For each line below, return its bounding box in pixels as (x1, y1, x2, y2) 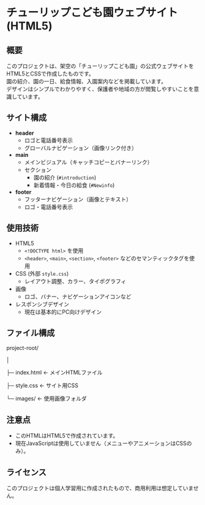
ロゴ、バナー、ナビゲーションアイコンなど (24, 292, 132, 300)
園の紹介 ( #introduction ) (33, 173, 97, 181)
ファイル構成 (6, 328, 55, 338)
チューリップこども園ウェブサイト (6, 6, 179, 20)
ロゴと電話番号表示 (24, 136, 73, 144)
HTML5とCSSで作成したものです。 (6, 70, 95, 77)
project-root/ (6, 344, 39, 352)
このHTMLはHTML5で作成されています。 (15, 432, 119, 439)
